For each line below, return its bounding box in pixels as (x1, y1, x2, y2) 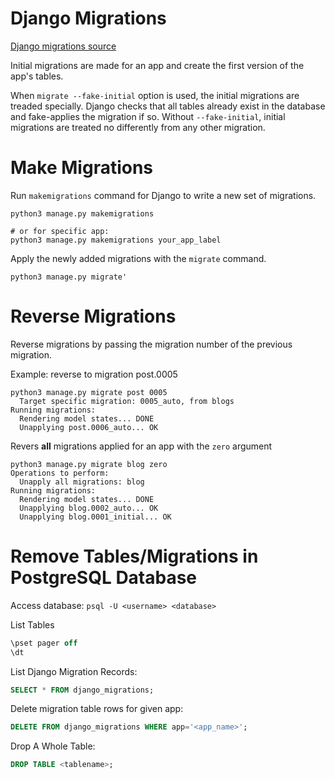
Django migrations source (10, 40, 117, 52)
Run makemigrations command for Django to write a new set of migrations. (10, 189, 317, 201)
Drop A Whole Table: (10, 740, 96, 752)
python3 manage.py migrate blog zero (10, 459, 168, 469)
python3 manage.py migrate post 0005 (10, 387, 168, 397)
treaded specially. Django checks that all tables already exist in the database (10, 100, 326, 112)
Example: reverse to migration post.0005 (10, 368, 178, 380)
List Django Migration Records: (10, 665, 138, 677)
